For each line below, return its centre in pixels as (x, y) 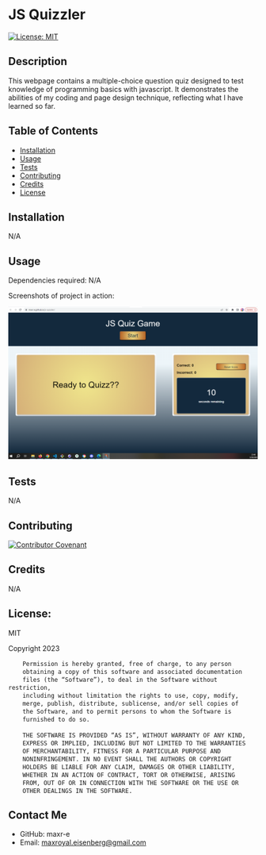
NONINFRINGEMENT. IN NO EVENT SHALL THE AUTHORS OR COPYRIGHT (127, 759)
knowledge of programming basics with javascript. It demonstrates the (123, 89)
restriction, (30, 687)
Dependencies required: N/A (55, 280)
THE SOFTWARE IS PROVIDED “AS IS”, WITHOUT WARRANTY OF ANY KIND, (134, 735)
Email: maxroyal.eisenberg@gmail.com (83, 842)
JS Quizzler (47, 15)
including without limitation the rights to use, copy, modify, (131, 695)
